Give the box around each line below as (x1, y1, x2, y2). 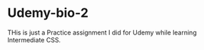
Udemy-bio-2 (7, 5, 89, 21)
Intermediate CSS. (7, 35, 61, 44)
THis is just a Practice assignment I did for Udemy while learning (7, 28, 198, 37)
